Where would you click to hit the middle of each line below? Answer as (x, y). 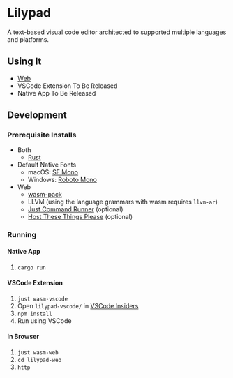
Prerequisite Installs (42, 135)
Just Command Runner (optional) (75, 209)
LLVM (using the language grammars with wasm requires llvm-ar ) (123, 202)
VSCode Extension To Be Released (67, 86)
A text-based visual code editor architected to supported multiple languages (117, 32)
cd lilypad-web (39, 360)
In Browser (23, 337)
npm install (35, 314)
